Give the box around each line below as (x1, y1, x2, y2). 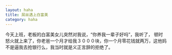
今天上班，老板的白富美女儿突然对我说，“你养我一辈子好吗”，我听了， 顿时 (5, 32, 163, 38)
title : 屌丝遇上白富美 (5, 12, 49, 17)
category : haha (5, 17, 38, 22)
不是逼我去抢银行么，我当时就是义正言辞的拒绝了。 (5, 44, 113, 50)
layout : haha (5, 7, 33, 13)
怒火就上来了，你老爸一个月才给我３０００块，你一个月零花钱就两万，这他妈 (5, 38, 167, 44)
